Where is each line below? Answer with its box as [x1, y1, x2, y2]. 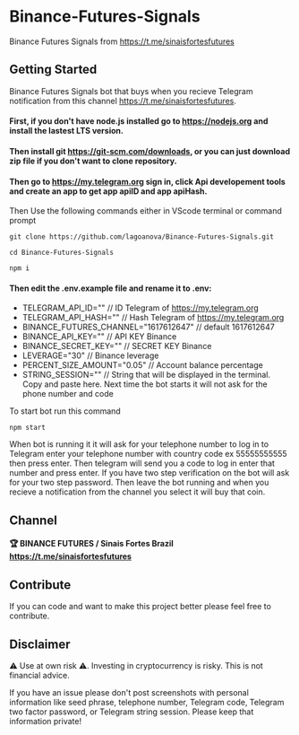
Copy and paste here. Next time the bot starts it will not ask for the [21, 379, 268, 389]
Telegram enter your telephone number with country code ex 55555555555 [9, 449, 288, 459]
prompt [9, 215, 37, 226]
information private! [9, 715, 82, 726]
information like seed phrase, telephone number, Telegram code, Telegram [9, 696, 285, 707]
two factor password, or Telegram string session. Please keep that [9, 706, 254, 717]
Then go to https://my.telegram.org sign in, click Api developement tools [9, 176, 286, 187]
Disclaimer [9, 636, 71, 652]
